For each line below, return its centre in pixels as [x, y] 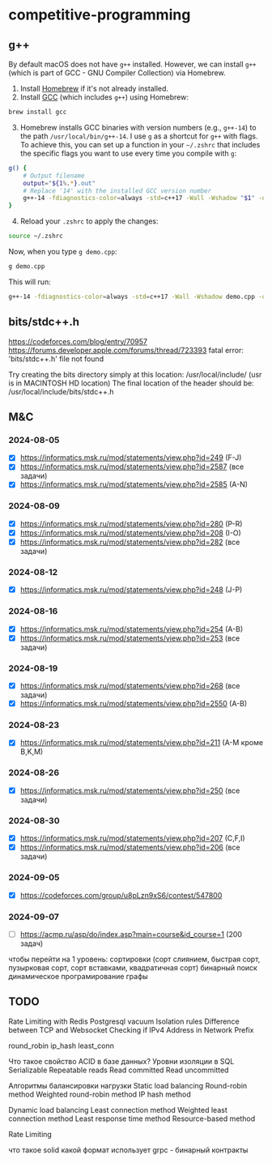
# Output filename [54, 176]
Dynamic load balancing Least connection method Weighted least [118, 1110]
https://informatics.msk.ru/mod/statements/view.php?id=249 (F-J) [131, 458]
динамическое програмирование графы [78, 976]
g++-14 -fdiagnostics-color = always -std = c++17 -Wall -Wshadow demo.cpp [132, 296]
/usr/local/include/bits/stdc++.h [61, 391]
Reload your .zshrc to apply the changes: [89, 221]
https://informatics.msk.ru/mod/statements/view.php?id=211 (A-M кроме [142, 743]
